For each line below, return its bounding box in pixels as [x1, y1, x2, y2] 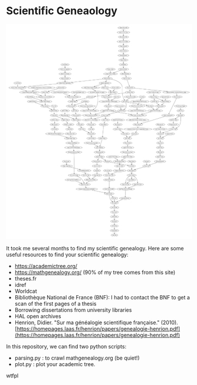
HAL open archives [14, 313, 61, 320]
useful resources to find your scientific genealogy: [6, 251, 129, 258]
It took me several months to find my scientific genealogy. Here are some [6, 245, 184, 252]
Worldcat [14, 288, 37, 295]
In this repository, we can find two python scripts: [6, 343, 127, 350]
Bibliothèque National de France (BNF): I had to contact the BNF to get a [14, 294, 191, 301]
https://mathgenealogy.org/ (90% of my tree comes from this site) [14, 269, 176, 276]
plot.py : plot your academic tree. [14, 361, 96, 368]
